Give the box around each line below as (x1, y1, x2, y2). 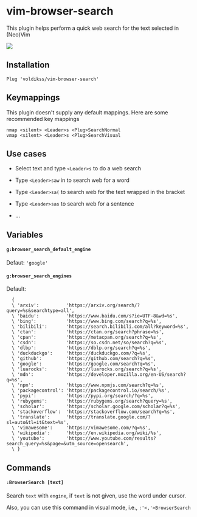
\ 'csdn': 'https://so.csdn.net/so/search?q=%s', (12, 339, 167, 346)
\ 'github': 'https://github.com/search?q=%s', (12, 356, 156, 362)
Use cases (6, 148, 47, 159)
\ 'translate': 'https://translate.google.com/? (12, 414, 151, 420)
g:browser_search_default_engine (6, 246, 91, 253)
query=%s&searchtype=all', (6, 308, 75, 314)
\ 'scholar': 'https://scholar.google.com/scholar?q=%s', (12, 403, 181, 410)
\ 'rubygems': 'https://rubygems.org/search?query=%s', (12, 398, 173, 404)
